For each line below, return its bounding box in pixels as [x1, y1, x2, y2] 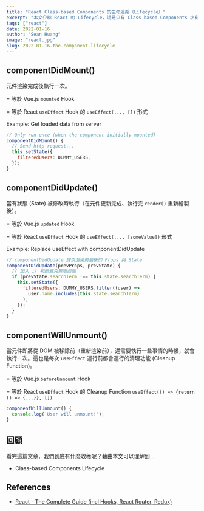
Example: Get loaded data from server [6, 120, 102, 128]
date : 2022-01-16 [6, 26, 50, 32]
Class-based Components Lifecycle [15, 464, 105, 472]
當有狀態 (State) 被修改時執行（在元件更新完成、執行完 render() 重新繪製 [6, 199, 189, 207]
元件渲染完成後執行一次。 [6, 82, 70, 89]
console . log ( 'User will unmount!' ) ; [12, 411, 104, 417]
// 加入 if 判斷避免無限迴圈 [12, 268, 76, 274]
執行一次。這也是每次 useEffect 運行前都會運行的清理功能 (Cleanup [6, 355, 175, 362]
